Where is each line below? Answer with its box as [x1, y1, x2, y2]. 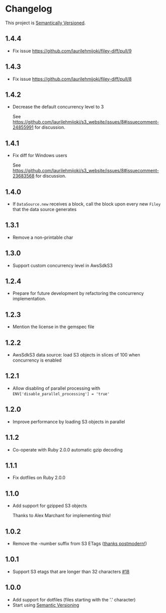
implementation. [12, 296, 46, 302]
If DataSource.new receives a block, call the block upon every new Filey [12, 201, 161, 207]
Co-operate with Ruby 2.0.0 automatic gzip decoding [12, 446, 123, 452]
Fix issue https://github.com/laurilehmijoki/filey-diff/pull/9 [12, 47, 132, 54]
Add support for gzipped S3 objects [12, 503, 87, 509]
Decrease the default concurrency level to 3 [12, 104, 104, 110]
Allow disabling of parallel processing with [12, 385, 101, 391]
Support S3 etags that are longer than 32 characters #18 [12, 569, 130, 575]
